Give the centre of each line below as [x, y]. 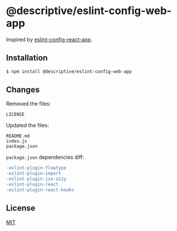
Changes [23, 90]
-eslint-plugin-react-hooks [40, 190]
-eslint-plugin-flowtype [36, 168]
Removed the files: [29, 104]
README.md [18, 136]
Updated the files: [28, 125]
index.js [17, 141]
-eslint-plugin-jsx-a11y [36, 179]
